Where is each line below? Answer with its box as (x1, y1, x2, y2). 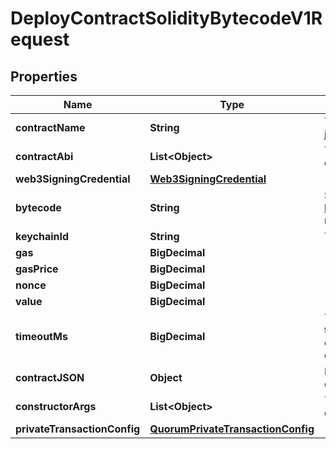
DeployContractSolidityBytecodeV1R (10, 7, 323, 30)
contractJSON (15, 371, 85, 384)
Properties (10, 68, 78, 85)
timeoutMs (15, 330, 68, 343)
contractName (15, 121, 86, 134)
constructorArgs (15, 400, 97, 413)
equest (10, 28, 70, 51)
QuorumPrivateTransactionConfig (149, 422, 315, 436)
